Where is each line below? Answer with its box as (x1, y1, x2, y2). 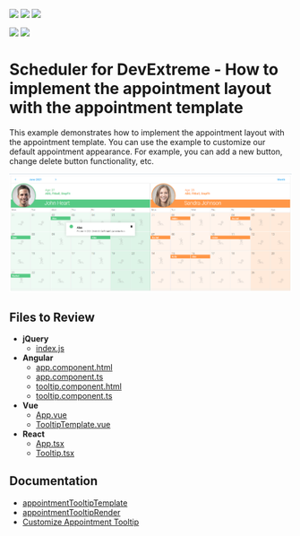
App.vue (35, 410, 67, 420)
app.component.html (35, 362, 114, 373)
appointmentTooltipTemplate (21, 497, 128, 508)
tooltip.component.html (35, 381, 123, 392)
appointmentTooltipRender (21, 506, 121, 517)
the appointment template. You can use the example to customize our (9, 136, 266, 147)
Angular (21, 352, 54, 363)
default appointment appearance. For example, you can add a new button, (9, 146, 283, 157)
